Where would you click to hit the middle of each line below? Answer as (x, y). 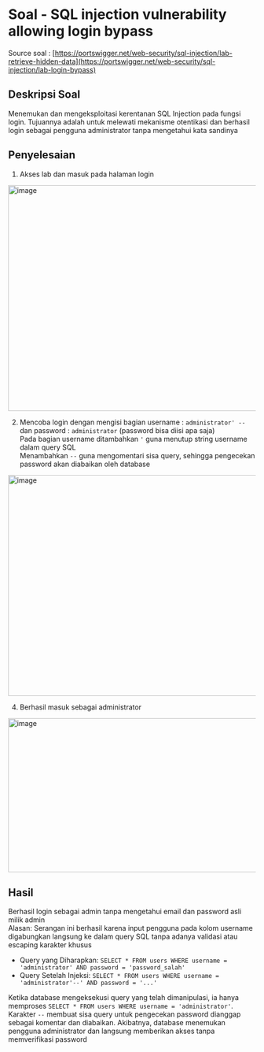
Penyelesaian (42, 155)
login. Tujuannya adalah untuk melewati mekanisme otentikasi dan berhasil (129, 122)
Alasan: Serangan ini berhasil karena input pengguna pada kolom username (131, 928)
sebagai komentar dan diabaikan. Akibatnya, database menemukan (117, 1023)
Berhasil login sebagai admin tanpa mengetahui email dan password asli (125, 912)
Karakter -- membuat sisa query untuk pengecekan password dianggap (125, 1014)
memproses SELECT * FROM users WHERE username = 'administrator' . (121, 1006)
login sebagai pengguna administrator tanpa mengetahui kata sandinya (123, 130)
